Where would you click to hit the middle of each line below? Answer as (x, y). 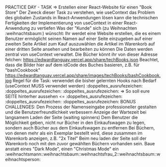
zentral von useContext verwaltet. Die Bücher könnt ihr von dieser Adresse (81, 54)
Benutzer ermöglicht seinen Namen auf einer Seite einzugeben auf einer (79, 39)
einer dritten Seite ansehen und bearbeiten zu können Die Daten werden (79, 49)
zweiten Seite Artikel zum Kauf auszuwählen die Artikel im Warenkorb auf (80, 44)
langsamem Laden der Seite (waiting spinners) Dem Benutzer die (72, 117)
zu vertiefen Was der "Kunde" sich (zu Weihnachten (84, 28)
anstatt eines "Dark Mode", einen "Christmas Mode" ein (62, 149)
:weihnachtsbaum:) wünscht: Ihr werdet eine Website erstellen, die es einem (83, 33)
